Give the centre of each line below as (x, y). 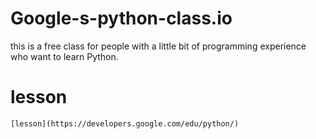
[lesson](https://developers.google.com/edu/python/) (125, 123)
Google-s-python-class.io (121, 18)
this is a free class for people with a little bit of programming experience (158, 46)
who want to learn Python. (64, 56)
